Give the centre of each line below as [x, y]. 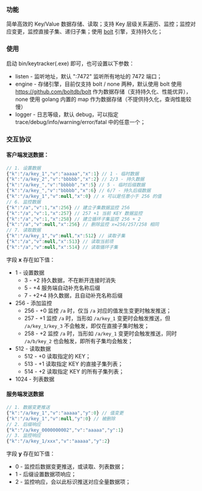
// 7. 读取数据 [24, 230]
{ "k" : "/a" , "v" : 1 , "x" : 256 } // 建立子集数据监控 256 [68, 207]
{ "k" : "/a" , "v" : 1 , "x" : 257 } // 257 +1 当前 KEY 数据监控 [75, 213]
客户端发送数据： [28, 155]
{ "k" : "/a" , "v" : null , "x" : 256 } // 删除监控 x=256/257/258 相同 [83, 225]
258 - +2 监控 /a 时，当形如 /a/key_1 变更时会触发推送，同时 [101, 333]
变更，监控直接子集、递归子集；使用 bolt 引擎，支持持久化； [87, 32]
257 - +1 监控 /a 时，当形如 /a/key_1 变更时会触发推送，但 [97, 318]
